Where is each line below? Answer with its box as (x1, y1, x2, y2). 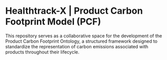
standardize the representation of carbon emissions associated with (5, 43, 149, 49)
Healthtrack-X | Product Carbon (5, 5, 143, 17)
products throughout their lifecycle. (5, 49, 80, 55)
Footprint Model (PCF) (5, 16, 101, 27)
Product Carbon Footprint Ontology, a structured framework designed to (5, 38, 158, 44)
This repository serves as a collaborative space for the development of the (5, 33, 162, 39)
